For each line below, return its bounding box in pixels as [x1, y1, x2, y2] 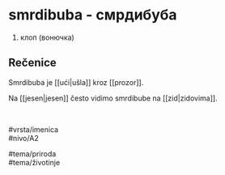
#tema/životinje [8, 157, 61, 167]
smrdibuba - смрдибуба [8, 6, 177, 24]
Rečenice [8, 56, 57, 70]
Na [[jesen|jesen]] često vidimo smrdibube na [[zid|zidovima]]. [8, 93, 218, 103]
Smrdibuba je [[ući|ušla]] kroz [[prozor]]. [8, 77, 144, 87]
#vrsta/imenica [8, 124, 59, 134]
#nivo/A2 [8, 133, 39, 143]
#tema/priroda [8, 148, 57, 159]
